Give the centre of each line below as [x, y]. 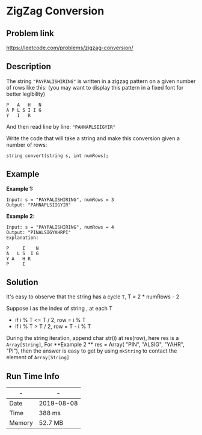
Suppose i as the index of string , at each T [60, 309]
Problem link [30, 33]
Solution [22, 282]
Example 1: [20, 188]
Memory [21, 423]
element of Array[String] [38, 357]
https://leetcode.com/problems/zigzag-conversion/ [70, 48]
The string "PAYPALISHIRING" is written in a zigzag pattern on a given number [101, 81]
